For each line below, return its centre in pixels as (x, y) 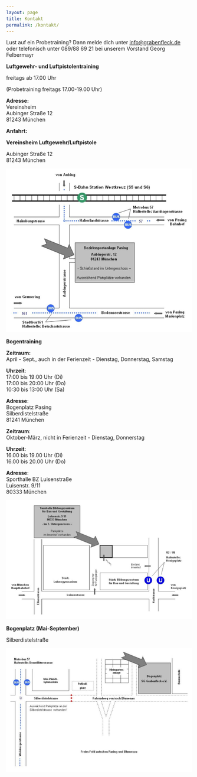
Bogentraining (24, 341)
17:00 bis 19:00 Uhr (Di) (35, 377)
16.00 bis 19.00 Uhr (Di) (35, 455)
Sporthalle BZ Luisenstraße (39, 479)
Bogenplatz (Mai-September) (43, 629)
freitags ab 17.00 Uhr (31, 78)
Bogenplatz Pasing (29, 407)
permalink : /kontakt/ (33, 25)
